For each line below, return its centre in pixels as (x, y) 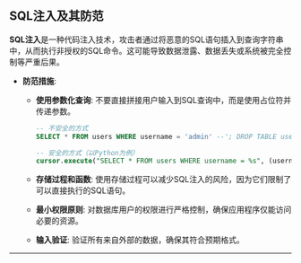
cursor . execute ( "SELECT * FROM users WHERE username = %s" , (150, 161)
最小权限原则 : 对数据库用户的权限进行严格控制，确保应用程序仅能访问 (163, 210)
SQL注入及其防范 (56, 16)
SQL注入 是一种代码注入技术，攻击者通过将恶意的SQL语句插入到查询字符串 (146, 39)
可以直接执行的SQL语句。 (83, 190)
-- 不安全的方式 (62, 128)
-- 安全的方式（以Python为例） (87, 153)
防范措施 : (39, 81)
